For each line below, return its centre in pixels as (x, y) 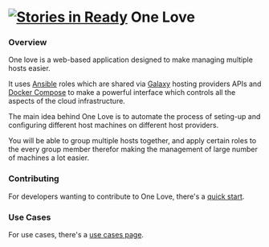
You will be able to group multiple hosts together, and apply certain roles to (132, 141)
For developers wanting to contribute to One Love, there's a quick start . (126, 196)
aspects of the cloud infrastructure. (67, 101)
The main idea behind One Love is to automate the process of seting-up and (134, 117)
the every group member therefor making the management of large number (133, 150)
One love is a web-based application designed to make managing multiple (130, 60)
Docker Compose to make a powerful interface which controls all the (122, 93)
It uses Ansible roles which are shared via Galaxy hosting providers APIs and (135, 84)
